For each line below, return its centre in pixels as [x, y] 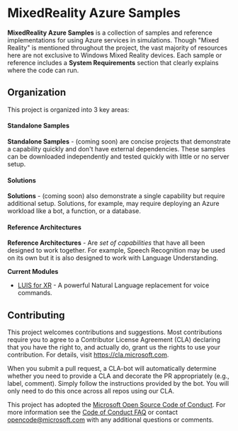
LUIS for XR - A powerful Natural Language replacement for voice [113, 285]
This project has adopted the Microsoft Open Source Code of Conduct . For [117, 405]
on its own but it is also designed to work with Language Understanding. [113, 258]
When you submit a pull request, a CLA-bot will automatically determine [112, 369]
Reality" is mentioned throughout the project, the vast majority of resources [118, 47]
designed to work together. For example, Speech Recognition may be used [116, 251]
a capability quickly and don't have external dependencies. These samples [117, 149]
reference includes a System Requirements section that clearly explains [113, 62]
